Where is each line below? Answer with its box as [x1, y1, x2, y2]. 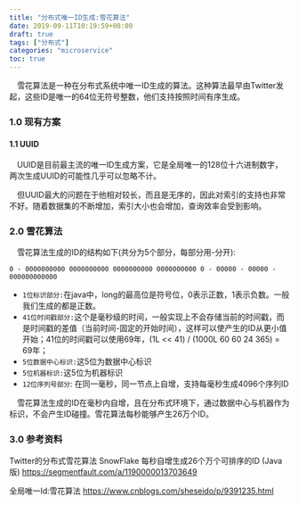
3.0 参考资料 [9, 434, 63, 446]
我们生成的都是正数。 [21, 301, 101, 311]
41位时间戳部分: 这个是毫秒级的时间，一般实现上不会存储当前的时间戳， [21, 311, 278, 322]
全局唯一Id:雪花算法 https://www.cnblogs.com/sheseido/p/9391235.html [9, 485, 274, 496]
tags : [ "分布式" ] [9, 37, 69, 47]
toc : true [9, 54, 46, 63]
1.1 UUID [9, 138, 40, 149]
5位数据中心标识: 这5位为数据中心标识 [21, 356, 152, 367]
